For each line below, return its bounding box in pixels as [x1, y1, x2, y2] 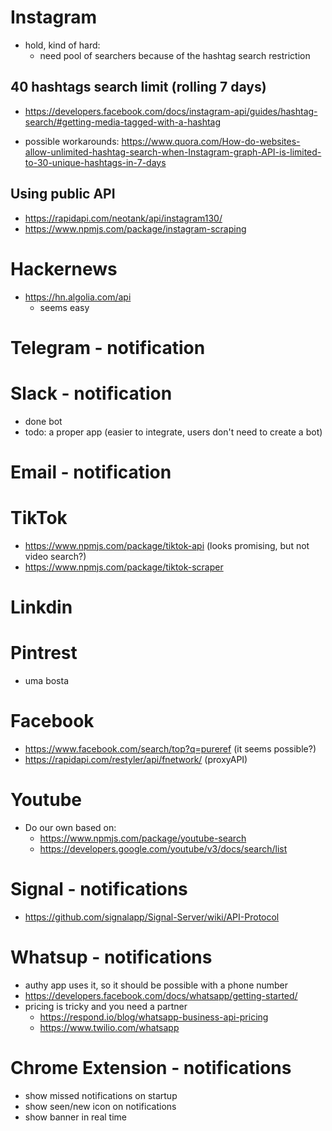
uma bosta [24, 674, 70, 686]
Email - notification [10, 461, 172, 483]
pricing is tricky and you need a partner [24, 1000, 188, 1012]
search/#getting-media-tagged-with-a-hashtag [24, 116, 222, 128]
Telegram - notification [10, 336, 206, 359]
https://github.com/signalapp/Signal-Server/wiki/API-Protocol [24, 911, 280, 923]
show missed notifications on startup [24, 1089, 178, 1101]
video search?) [24, 550, 87, 562]
